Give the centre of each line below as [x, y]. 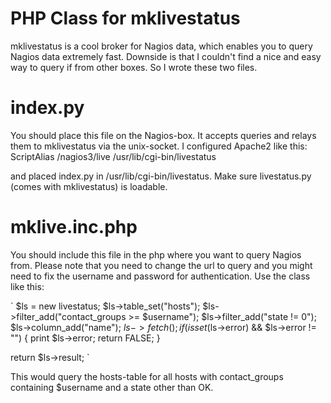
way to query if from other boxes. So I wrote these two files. [134, 67]
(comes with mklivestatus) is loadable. [89, 186]
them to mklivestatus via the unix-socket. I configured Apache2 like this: [159, 146]
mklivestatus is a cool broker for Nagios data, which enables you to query [161, 46]
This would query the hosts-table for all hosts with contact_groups [147, 376]
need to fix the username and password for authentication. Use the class [160, 276]
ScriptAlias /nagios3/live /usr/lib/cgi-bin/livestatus [113, 156]
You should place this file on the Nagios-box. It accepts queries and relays [163, 135]
